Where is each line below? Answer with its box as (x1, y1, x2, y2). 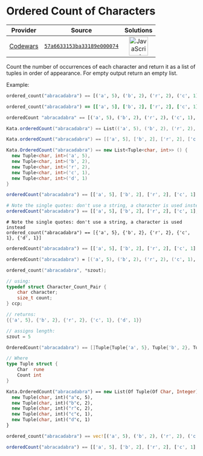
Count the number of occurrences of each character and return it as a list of (6, 63, 196, 70)
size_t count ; (17, 295, 53, 301)
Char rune (17, 367, 45, 373)
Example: (6, 81, 30, 88)
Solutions (124, 26, 153, 34)
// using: (6, 278, 31, 284)
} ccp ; (6, 300, 23, 307)
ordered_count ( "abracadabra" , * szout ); (6, 267, 107, 273)
